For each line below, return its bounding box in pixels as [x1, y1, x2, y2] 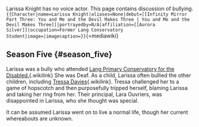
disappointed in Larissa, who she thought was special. [6, 97, 139, 104]
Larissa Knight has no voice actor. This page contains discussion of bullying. [6, 5, 194, 12]
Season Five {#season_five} [6, 49, 113, 60]
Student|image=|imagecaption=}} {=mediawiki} [6, 32, 119, 39]
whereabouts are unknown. [6, 114, 73, 122]
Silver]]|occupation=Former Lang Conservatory [6, 27, 124, 33]
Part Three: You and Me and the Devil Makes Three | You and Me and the [6, 17, 190, 23]
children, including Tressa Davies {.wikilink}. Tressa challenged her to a [6, 78, 179, 85]
